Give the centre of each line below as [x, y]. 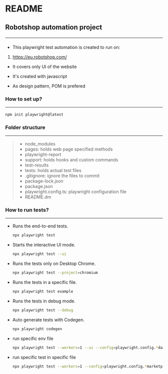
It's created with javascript [40, 76]
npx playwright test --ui [39, 254]
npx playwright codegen [37, 329]
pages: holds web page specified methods [69, 149]
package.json [39, 186]
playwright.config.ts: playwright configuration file [75, 191]
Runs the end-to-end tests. [40, 226]
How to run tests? [27, 209]
